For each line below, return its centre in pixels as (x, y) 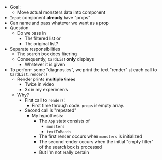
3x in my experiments (46, 90)
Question (19, 28)
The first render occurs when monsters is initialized (91, 136)
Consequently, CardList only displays (55, 59)
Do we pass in (32, 33)
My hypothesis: (47, 116)
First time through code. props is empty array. (78, 105)
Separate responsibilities (35, 49)
